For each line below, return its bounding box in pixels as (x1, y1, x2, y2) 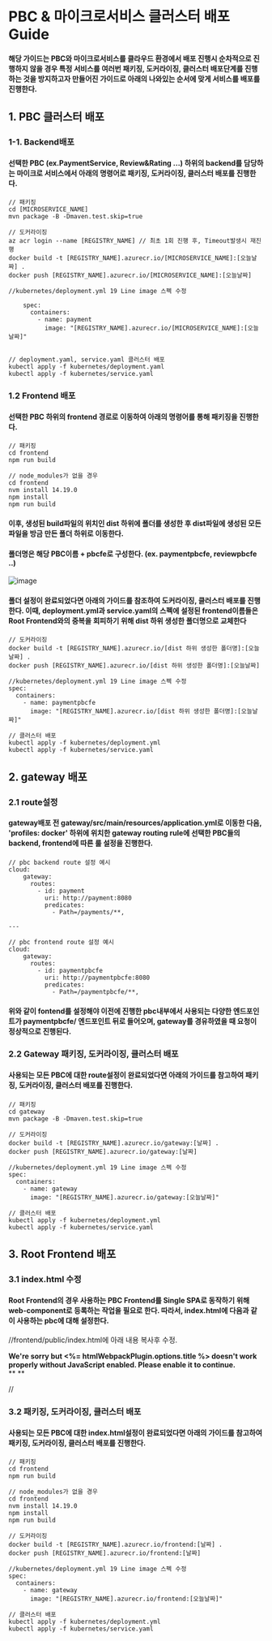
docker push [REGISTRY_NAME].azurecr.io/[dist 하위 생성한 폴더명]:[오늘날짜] (8, 662, 261, 670)
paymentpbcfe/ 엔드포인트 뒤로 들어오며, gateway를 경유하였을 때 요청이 (23, 1016, 257, 1026)
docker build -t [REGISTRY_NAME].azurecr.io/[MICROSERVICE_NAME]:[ (8, 254, 241, 262)
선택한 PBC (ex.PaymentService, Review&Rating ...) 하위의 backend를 (8, 158, 243, 167)
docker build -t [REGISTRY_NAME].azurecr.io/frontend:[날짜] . (8, 1540, 223, 1549)
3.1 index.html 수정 (8, 1273, 82, 1285)
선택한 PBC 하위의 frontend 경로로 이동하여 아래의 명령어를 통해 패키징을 (8, 412, 238, 421)
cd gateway (8, 1108, 45, 1116)
